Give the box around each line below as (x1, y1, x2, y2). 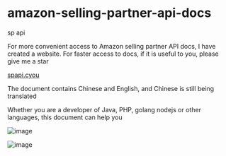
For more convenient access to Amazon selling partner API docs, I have (7, 42, 216, 50)
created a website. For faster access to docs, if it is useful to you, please (7, 49, 220, 58)
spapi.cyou (7, 71, 40, 79)
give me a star (7, 56, 50, 65)
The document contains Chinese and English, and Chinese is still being (7, 84, 215, 92)
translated (7, 92, 37, 100)
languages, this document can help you (7, 113, 123, 121)
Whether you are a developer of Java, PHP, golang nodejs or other (7, 105, 202, 114)
